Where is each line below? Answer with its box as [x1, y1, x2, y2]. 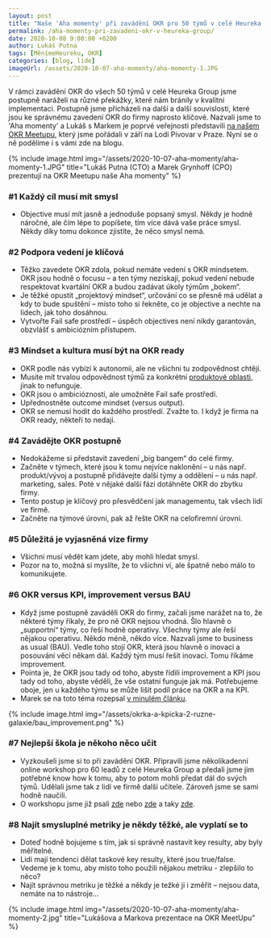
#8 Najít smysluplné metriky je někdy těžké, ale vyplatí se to [8, 819, 248, 830]
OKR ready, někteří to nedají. [19, 415, 115, 425]
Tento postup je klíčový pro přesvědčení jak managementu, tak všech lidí [19, 496, 263, 505]
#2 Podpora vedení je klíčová [8, 246, 124, 258]
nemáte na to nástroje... [19, 889, 99, 898]
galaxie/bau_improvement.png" [8, 718, 113, 727]
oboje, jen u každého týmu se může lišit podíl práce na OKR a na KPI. [19, 685, 250, 694]
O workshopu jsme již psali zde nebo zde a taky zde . [19, 798, 196, 808]
